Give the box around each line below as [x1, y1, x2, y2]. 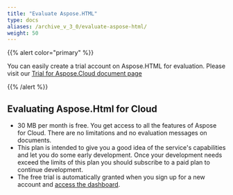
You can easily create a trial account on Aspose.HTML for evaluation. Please [7, 62, 226, 70]
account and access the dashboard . [17, 180, 121, 189]
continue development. [17, 166, 83, 174]
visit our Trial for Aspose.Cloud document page [7, 69, 142, 78]
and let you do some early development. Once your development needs [17, 151, 223, 160]
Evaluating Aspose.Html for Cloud [7, 103, 157, 115]
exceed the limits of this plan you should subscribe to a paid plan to [17, 158, 210, 167]
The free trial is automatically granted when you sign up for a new [17, 173, 206, 181]
